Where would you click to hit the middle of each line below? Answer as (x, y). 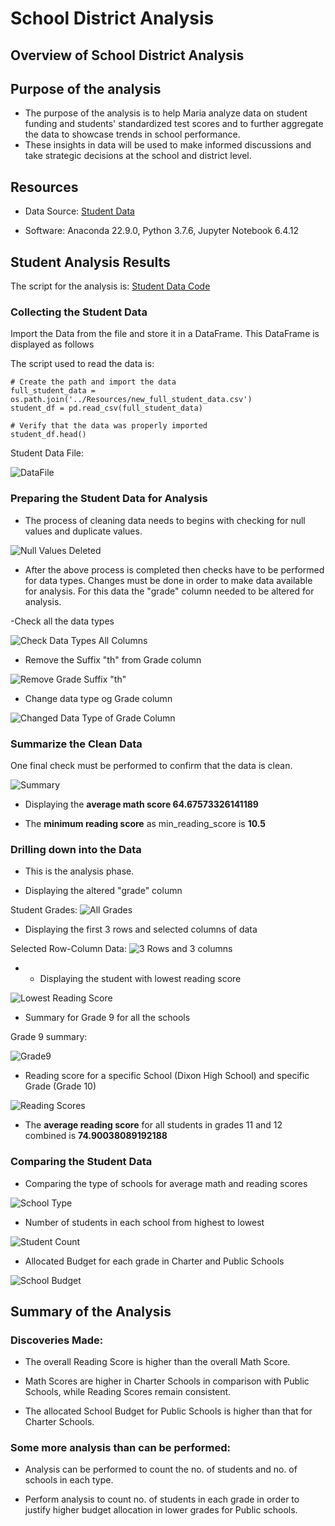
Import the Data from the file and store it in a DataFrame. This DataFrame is (165, 334)
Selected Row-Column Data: (68, 949)
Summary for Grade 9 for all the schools (107, 1018)
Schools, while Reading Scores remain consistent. (128, 1392)
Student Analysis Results (90, 262)
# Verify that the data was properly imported (109, 426)
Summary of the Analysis (91, 1311)
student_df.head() (48, 435)
